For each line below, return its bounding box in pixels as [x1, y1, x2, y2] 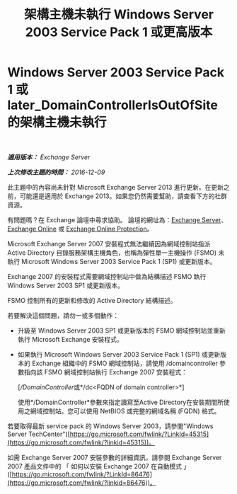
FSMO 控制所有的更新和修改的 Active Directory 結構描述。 [7, 296, 177, 304]
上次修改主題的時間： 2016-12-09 [7, 168, 105, 176]
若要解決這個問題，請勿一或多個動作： [7, 311, 119, 319]
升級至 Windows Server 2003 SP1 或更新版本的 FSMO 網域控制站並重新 [17, 326, 226, 335]
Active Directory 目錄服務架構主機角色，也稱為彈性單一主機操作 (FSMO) [7, 248, 217, 257]
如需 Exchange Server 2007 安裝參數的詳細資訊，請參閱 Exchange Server [7, 453, 222, 461]
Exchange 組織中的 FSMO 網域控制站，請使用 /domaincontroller [31, 359, 218, 367]
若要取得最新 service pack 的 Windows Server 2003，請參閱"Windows [7, 422, 214, 430]
